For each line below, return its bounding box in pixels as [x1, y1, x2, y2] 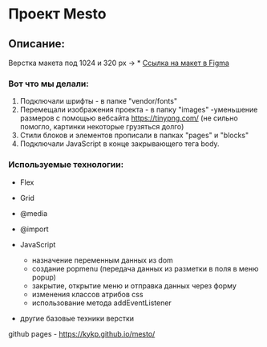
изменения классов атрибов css [31, 289, 144, 299]
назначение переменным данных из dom [31, 255, 174, 265]
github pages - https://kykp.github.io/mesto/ [8, 329, 156, 338]
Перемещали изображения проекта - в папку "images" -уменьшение [19, 105, 258, 115]
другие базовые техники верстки [19, 313, 135, 323]
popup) [31, 272, 56, 282]
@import [19, 224, 50, 234]
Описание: [8, 37, 66, 51]
